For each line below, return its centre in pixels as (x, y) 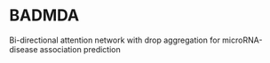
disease (24, 49)
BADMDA (44, 16)
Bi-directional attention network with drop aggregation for (115, 40)
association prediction (80, 49)
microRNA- (242, 40)
